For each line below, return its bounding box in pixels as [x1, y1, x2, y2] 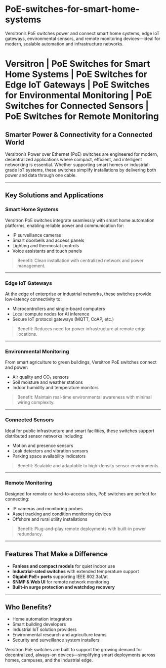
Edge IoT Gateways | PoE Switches [5, 79, 150, 90]
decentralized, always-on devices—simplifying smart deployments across [5, 652, 156, 658]
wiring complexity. [17, 400, 55, 405]
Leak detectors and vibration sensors [12, 447, 88, 453]
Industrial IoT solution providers [12, 626, 77, 632]
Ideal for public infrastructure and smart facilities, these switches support [5, 428, 155, 434]
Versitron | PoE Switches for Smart [5, 58, 151, 70]
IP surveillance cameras [12, 232, 61, 238]
